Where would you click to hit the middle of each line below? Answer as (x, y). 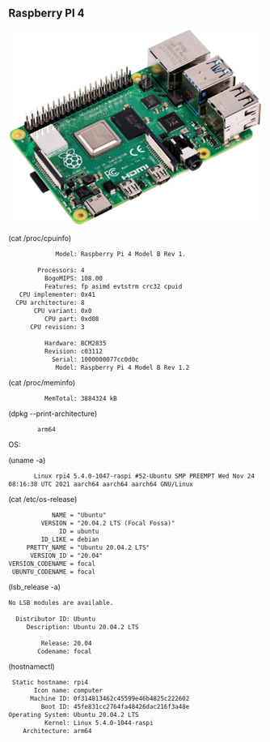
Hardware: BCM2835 (75, 343)
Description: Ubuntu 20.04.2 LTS (82, 627)
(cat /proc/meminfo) (42, 382)
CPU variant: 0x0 (63, 311)
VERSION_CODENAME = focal (52, 564)
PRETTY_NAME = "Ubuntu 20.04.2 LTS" (88, 547)
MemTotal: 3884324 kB (80, 398)
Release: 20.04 (66, 643)
